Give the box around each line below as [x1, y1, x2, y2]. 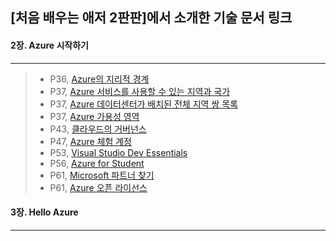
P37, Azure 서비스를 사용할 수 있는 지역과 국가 [49, 85, 231, 97]
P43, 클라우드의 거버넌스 [49, 123, 147, 135]
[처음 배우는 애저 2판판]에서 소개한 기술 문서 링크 [10, 9, 293, 27]
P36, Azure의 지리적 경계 [49, 73, 150, 85]
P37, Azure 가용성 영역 [49, 110, 140, 122]
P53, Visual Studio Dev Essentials [49, 146, 188, 158]
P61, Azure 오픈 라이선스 [49, 181, 148, 193]
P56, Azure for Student [49, 157, 145, 169]
